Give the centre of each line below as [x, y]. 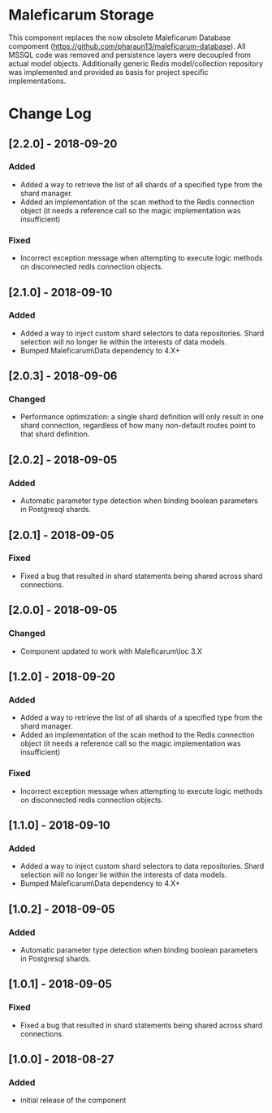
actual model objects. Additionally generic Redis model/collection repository [136, 64]
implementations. [37, 81]
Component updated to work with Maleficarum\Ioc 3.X [111, 651]
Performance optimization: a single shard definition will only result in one [142, 417]
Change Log [50, 114]
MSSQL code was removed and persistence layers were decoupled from [130, 55]
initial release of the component [73, 1100]
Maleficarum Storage [81, 15]
